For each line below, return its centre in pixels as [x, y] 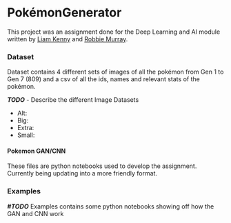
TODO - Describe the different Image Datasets [73, 100]
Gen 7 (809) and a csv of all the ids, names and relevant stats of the [103, 79]
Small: [26, 135]
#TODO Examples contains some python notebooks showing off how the [111, 206]
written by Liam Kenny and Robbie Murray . [68, 39]
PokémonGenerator [64, 13]
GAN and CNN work [36, 213]
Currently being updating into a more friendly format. [82, 173]
